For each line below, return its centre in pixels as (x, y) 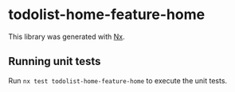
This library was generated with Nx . (67, 36)
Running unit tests (55, 61)
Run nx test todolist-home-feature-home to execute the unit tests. (118, 80)
